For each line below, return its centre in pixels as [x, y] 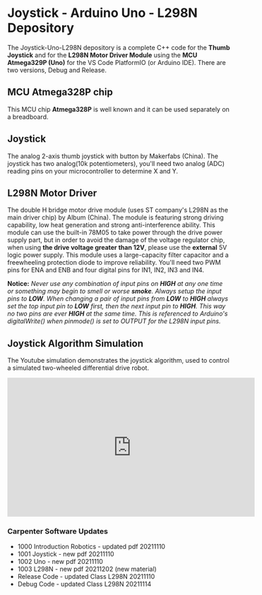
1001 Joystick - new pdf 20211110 [66, 554]
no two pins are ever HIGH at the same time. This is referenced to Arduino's [118, 314]
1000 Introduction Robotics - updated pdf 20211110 [91, 547]
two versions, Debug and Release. [57, 70]
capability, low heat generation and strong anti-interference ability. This [111, 225]
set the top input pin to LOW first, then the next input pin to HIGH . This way [117, 306]
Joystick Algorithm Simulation [75, 343]
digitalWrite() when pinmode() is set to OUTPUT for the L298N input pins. [114, 321]
